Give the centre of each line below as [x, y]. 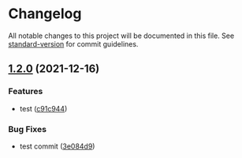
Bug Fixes [28, 129]
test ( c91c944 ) [43, 108]
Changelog [45, 14]
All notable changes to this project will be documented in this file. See [121, 36]
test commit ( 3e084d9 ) [57, 146]
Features [26, 92]
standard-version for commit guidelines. [73, 43]
